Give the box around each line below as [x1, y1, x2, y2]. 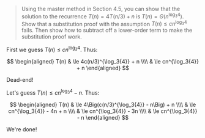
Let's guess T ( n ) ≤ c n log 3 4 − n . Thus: [6, 88, 100, 96]
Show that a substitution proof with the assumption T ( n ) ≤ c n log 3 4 [21, 19, 188, 27]
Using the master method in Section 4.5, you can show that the [21, 5, 181, 12]
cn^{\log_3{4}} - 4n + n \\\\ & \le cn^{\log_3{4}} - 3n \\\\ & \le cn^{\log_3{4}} [8, 107, 198, 115]
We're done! [6, 125, 37, 133]
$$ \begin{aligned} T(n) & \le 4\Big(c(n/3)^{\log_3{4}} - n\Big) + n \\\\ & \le [9, 101, 196, 108]
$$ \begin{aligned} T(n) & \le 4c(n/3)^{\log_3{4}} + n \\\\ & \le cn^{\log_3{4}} [6, 57, 199, 65]
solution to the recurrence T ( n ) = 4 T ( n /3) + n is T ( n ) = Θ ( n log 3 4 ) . [21, 12, 184, 20]
